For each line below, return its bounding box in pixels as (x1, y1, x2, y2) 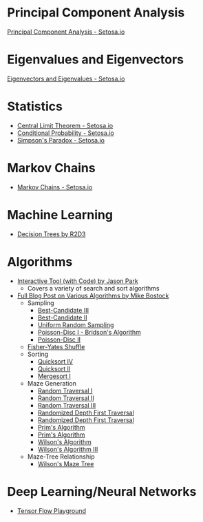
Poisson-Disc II (37, 335, 81, 344)
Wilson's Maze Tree (37, 459, 94, 468)
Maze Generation (27, 379, 77, 387)
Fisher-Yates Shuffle (27, 342, 85, 351)
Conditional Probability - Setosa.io (17, 129, 115, 137)
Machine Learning (7, 207, 114, 222)
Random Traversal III (37, 401, 96, 409)
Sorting (27, 350, 49, 358)
